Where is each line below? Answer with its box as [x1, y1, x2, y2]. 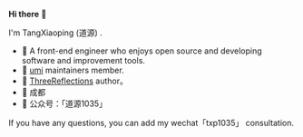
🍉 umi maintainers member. [21, 64, 124, 75]
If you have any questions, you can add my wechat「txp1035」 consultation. [8, 118, 294, 128]
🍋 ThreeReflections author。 [21, 75, 128, 86]
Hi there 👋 [8, 9, 47, 19]
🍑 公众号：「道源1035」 [21, 98, 108, 109]
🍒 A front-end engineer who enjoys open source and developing [21, 45, 262, 56]
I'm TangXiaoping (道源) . [8, 27, 103, 38]
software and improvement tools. [21, 55, 146, 65]
